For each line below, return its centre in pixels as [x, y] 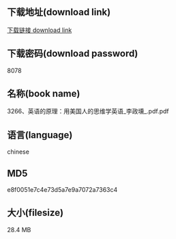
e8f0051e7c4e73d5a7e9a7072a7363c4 [62, 190]
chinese [18, 152]
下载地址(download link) [59, 12]
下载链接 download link [40, 30]
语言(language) [40, 135]
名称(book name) [44, 94]
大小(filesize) [35, 213]
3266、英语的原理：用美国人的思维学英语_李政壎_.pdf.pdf [88, 111]
